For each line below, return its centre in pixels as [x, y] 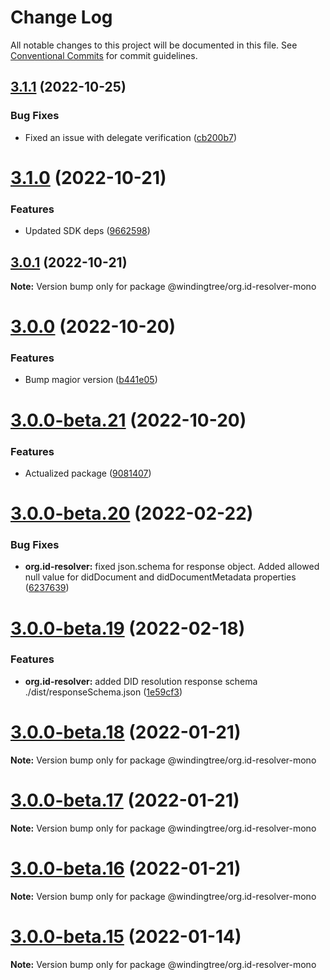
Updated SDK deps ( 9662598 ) [87, 231]
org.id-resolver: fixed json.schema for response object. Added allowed [172, 567]
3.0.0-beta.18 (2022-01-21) [126, 732]
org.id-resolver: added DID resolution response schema [141, 681]
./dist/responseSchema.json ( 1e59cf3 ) [103, 692]
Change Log [61, 17]
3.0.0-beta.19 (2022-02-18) [128, 628]
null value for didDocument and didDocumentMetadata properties [160, 577]
